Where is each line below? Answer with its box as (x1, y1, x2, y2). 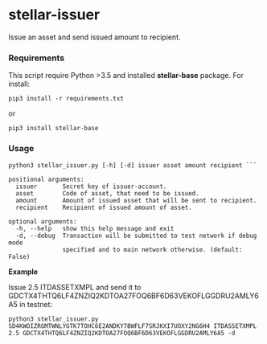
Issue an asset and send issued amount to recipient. (8, 32, 181, 42)
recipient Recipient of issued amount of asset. (15, 203, 193, 211)
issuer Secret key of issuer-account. (15, 182, 167, 190)
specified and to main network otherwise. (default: (62, 245, 243, 254)
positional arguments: (8, 175, 84, 183)
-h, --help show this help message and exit (15, 224, 175, 232)
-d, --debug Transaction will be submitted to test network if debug (15, 231, 257, 240)
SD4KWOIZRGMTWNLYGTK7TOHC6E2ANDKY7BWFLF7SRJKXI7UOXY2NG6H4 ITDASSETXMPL (8, 321, 257, 330)
